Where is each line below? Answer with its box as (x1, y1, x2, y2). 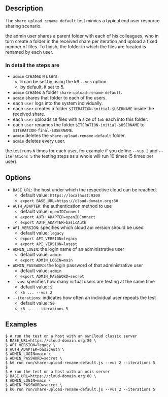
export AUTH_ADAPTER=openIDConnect (20, 214, 95, 220)
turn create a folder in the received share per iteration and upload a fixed (5, 38, 157, 44)
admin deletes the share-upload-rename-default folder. (12, 133, 126, 139)
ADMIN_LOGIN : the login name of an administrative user (12, 246, 125, 252)
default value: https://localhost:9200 (20, 192, 100, 198)
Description (5, 4, 43, 13)
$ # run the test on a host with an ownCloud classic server (5, 334, 138, 339)
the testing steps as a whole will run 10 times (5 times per (33, 153, 154, 159)
